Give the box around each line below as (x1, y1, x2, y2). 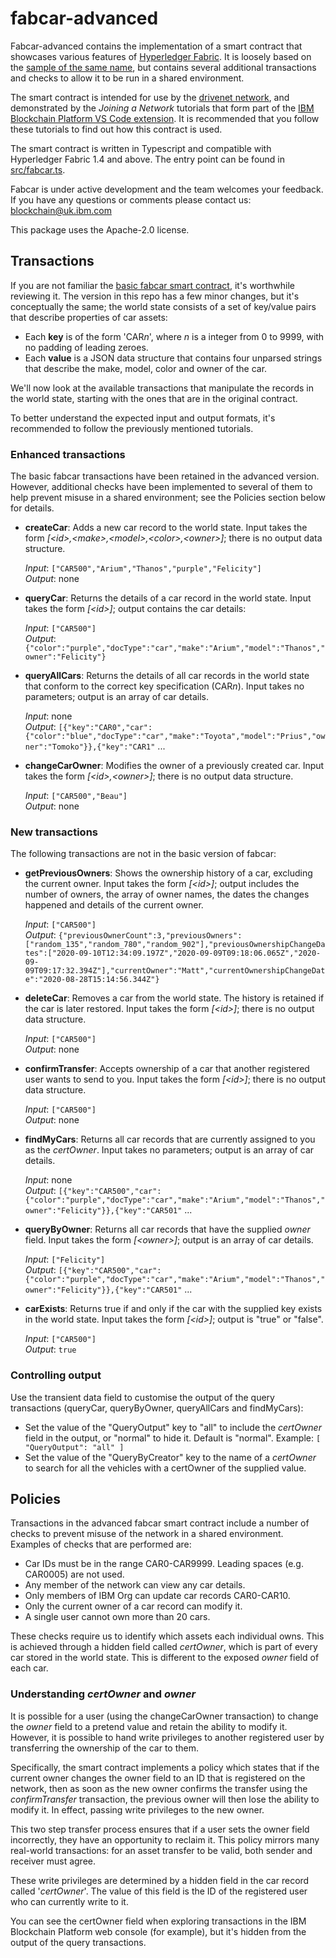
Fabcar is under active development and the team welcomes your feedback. (10, 183, 324, 195)
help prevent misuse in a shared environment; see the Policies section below (10, 492, 326, 504)
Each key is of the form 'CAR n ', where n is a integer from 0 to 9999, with (24, 330, 325, 342)
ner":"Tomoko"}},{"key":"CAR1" (24, 742, 156, 752)
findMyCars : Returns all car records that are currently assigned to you (24, 1133, 316, 1146)
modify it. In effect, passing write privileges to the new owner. (10, 1803, 265, 1816)
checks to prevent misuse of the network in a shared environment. (10, 1528, 284, 1540)
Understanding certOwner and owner (10, 1687, 197, 1701)
